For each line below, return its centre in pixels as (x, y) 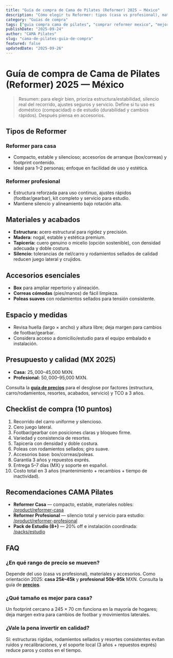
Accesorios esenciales (43, 275)
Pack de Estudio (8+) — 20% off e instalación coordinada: (75, 527)
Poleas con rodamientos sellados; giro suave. (61, 449)
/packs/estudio (29, 532)
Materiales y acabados (43, 220)
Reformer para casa (31, 146)
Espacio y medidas (37, 315)
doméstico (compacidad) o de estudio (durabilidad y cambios (83, 110)
